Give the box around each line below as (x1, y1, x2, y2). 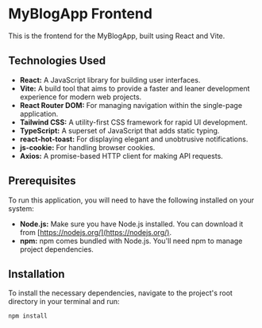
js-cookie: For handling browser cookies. (19, 142, 156, 152)
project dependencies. (19, 244, 94, 254)
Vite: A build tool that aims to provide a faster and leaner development (19, 83, 250, 93)
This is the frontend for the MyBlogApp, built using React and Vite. (8, 31, 225, 41)
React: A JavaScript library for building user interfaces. (19, 75, 201, 84)
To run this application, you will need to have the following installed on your (8, 195, 255, 205)
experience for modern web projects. (19, 92, 142, 102)
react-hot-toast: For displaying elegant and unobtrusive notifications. (19, 134, 249, 144)
